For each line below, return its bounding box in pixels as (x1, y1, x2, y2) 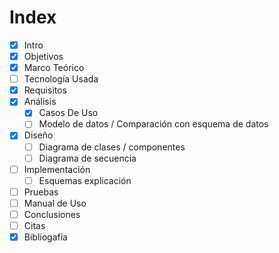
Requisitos (23, 84, 67, 96)
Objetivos (23, 51, 64, 62)
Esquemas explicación (38, 174, 132, 186)
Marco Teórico (23, 62, 85, 74)
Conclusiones (23, 208, 81, 220)
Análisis (23, 96, 57, 108)
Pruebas (23, 186, 59, 198)
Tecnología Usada (23, 73, 99, 85)
